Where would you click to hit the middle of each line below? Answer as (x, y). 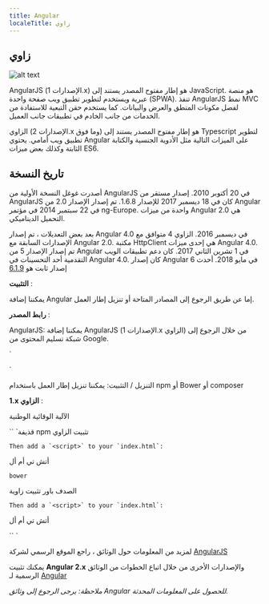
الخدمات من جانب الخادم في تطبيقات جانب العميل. (85, 116)
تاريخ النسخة (36, 173)
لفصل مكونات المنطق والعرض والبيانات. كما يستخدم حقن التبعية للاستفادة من (124, 107)
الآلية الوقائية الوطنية (40, 417)
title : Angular (34, 16)
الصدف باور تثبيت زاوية (43, 491)
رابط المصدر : (30, 315)
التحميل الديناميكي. (37, 219)
